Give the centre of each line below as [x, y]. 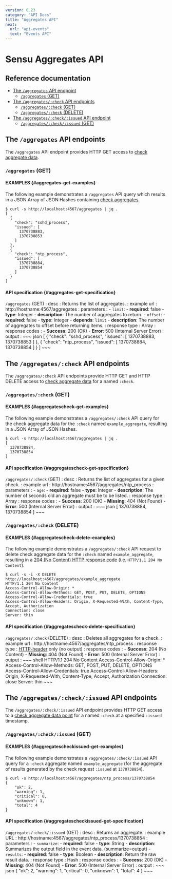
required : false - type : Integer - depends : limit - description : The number [85, 320]
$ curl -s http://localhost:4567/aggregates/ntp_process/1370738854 [80, 778]
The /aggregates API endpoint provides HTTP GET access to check [77, 151]
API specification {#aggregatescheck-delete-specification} [71, 626]
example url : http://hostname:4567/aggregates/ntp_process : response [81, 643]
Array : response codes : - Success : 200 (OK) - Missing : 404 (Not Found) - [85, 501]
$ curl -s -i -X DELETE [31, 575]
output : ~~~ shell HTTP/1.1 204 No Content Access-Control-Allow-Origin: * [85, 660]
